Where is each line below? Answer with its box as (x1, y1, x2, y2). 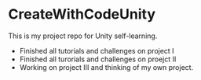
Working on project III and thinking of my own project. (19, 62, 194, 71)
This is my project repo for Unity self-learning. (8, 31, 158, 40)
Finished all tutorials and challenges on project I (19, 46, 174, 55)
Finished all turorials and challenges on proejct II (19, 54, 177, 64)
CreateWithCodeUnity (8, 5, 155, 23)
